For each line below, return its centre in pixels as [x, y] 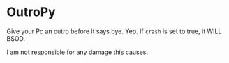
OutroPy [31, 12]
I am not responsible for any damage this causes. [77, 52]
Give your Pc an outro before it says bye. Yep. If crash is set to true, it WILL [114, 31]
